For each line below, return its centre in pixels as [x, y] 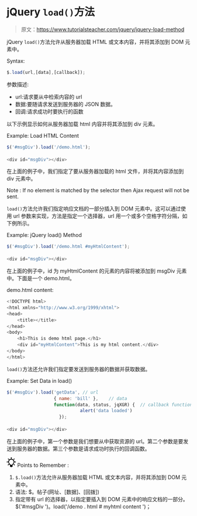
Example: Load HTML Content [43, 135]
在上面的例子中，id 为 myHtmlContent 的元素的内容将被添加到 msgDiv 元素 [97, 271]
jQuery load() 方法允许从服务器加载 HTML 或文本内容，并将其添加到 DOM [95, 42]
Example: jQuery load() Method [44, 235]
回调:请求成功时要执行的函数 [49, 111]
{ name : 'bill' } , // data [90, 398]
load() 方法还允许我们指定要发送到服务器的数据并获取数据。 [79, 369]
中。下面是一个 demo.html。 [41, 279]
